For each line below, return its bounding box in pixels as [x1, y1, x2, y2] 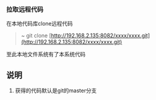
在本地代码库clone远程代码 [6, 20, 73, 28]
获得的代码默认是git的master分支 [14, 87, 97, 94]
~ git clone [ [20, 32, 51, 40]
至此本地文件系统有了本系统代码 [6, 51, 86, 58]
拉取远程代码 [6, 5, 44, 13]
